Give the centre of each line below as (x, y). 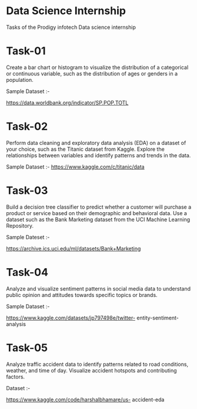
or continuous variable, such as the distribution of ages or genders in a (92, 73)
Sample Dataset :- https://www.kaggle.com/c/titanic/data (76, 167)
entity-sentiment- (158, 318)
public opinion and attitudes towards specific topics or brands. (82, 295)
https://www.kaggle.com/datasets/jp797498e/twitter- (71, 318)
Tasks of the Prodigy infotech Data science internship (71, 27)
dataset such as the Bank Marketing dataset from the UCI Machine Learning (98, 219)
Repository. (20, 226)
